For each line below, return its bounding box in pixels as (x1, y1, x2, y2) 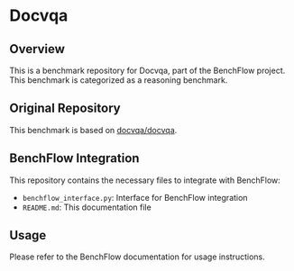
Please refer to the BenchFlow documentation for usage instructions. (9, 251, 265, 262)
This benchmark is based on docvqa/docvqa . (9, 124, 178, 135)
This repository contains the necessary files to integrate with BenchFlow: (9, 175, 281, 185)
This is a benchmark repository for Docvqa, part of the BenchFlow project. (9, 65, 286, 76)
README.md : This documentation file (22, 202, 152, 212)
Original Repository (9, 101, 121, 116)
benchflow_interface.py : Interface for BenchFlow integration (22, 192, 248, 203)
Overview (9, 41, 66, 57)
